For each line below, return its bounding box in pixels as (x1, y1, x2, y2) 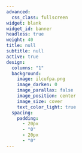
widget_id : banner (6, 25, 52, 32)
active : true (6, 54, 39, 60)
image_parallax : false (17, 87, 74, 93)
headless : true (6, 31, 44, 37)
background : (11, 70, 42, 76)
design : (6, 59, 26, 65)
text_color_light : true (17, 104, 77, 110)
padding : (17, 115, 39, 121)
